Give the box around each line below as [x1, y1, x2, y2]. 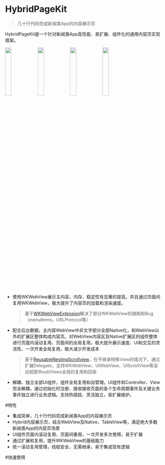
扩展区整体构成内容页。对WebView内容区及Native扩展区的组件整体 [21, 333, 158, 339]
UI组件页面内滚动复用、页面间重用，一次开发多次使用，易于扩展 [12, 431, 143, 437]
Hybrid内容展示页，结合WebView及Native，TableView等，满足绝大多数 [12, 419, 158, 425]
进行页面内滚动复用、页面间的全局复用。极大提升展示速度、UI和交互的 [12, 340, 156, 346]
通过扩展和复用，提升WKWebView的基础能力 [12, 437, 104, 443]
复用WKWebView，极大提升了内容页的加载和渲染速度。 [12, 300, 126, 306]
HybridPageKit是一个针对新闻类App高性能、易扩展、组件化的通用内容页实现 [5, 31, 161, 37]
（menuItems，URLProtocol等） [24, 316, 91, 323]
